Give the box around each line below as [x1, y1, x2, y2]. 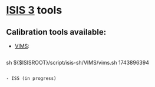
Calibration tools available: [6, 27, 107, 37]
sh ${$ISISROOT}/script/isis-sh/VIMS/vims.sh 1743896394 [6, 59, 149, 66]
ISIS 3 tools [6, 4, 62, 17]
